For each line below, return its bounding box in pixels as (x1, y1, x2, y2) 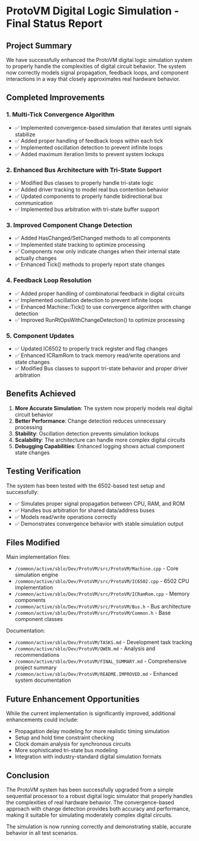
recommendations (14, 651, 59, 659)
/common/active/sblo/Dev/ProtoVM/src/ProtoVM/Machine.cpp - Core (14, 565, 179, 572)
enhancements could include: (6, 716, 79, 724)
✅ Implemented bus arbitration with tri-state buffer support (14, 206, 160, 213)
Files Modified (6, 538, 61, 548)
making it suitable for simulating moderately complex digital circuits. (6, 811, 173, 818)
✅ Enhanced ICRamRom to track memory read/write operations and (14, 352, 181, 359)
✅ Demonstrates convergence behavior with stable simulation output (14, 520, 184, 527)
